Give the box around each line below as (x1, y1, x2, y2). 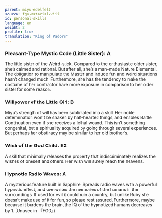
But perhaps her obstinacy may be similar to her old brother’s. (5, 130, 129, 136)
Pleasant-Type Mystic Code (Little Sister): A (5, 50, 111, 57)
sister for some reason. (5, 87, 51, 92)
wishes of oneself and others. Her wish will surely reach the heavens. (5, 158, 144, 164)
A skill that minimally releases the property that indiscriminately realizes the (5, 153, 156, 159)
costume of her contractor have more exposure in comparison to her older (5, 82, 154, 87)
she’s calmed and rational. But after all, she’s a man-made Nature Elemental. (5, 66, 157, 72)
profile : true (5, 29, 34, 34)
